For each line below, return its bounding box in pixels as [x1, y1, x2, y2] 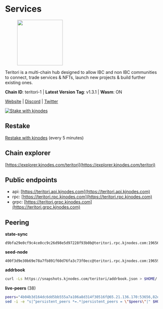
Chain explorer [5, 149, 51, 157]
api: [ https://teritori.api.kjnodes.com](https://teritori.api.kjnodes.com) [12, 189, 150, 195]
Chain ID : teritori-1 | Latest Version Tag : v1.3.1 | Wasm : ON [5, 89, 122, 95]
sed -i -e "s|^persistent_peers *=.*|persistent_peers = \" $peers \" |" [5, 299, 151, 304]
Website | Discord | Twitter [5, 98, 58, 104]
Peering [5, 218, 30, 226]
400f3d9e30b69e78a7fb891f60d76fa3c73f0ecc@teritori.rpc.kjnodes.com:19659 [5, 258, 160, 263]
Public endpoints [5, 176, 57, 184]
